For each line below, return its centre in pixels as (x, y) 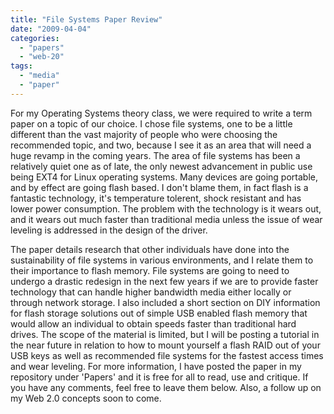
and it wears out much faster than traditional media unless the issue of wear (166, 219)
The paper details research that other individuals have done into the (150, 249)
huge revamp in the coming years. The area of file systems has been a (155, 155)
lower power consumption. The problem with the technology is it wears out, (166, 208)
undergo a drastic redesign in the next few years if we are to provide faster (164, 281)
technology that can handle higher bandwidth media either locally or (151, 292)
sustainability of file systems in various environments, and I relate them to (162, 260)
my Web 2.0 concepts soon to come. (86, 398)
